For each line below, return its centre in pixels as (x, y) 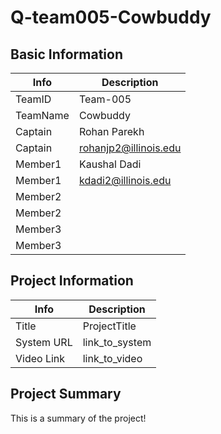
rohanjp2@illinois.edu (130, 148)
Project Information (72, 281)
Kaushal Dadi (110, 164)
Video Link (40, 358)
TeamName (42, 115)
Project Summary (66, 394)
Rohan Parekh (111, 131)
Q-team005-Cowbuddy (111, 17)
